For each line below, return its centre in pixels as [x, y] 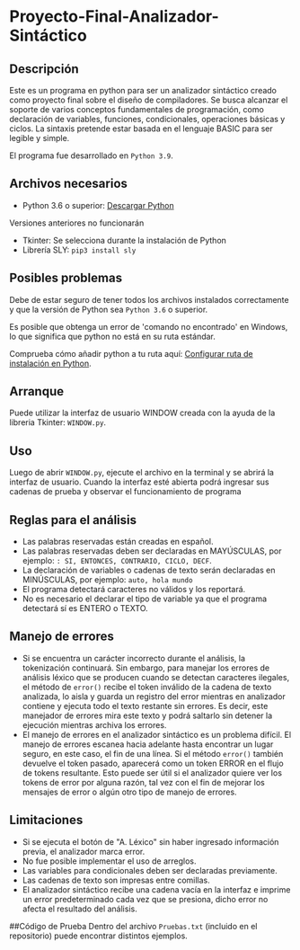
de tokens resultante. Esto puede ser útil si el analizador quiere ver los [152, 772]
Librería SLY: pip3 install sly [79, 250]
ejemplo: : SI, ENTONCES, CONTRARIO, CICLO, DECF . [117, 561]
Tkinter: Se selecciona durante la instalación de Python [124, 240]
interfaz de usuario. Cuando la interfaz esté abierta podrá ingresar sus [139, 482]
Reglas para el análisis [73, 520]
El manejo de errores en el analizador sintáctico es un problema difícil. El [157, 734]
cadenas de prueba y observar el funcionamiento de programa [125, 492]
